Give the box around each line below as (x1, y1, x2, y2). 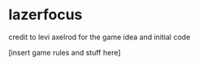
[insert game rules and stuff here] (8, 47, 121, 57)
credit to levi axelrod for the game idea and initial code (8, 32, 191, 42)
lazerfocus (8, 6, 83, 24)
